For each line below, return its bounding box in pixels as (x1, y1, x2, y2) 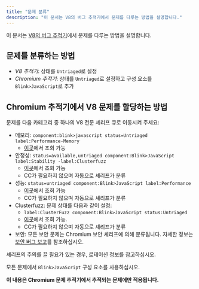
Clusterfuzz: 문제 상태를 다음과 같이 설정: (14, 202, 112, 209)
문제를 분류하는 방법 (6, 50, 75, 60)
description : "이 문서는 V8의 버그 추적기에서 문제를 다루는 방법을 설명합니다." (6, 14, 182, 20)
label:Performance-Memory (14, 138, 79, 144)
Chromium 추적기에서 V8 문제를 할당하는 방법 (6, 102, 168, 112)
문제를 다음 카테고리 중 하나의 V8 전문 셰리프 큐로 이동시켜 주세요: (6, 119, 160, 126)
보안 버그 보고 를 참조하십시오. (14, 238, 84, 245)
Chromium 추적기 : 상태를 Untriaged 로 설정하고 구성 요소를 (14, 75, 152, 83)
